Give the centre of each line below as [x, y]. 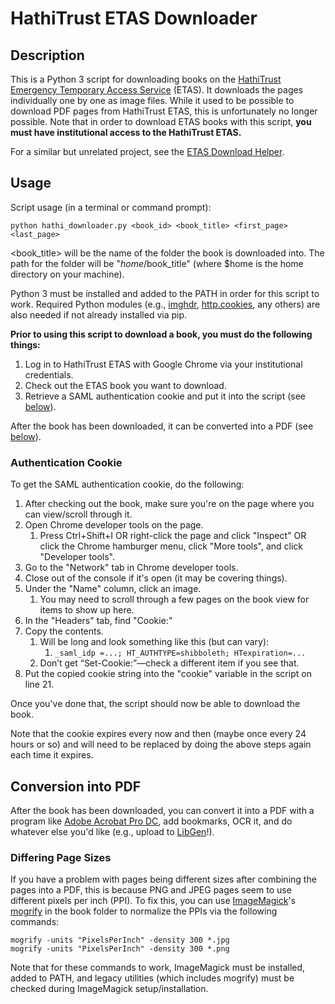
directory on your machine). [67, 274]
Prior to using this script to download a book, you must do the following [161, 334]
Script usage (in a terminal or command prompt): [111, 207]
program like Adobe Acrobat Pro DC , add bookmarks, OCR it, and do [151, 821]
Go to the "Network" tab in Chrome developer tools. [131, 568]
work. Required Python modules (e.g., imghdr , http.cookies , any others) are [165, 304]
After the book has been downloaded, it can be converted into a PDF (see [162, 426]
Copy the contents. [64, 631]
